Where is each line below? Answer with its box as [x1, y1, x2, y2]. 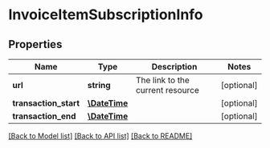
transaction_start [12, 98, 80, 109]
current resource [135, 85, 199, 95]
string [87, 80, 111, 90]
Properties [8, 38, 63, 51]
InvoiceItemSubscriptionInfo [8, 6, 203, 24]
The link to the [135, 74, 190, 86]
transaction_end [12, 110, 76, 122]
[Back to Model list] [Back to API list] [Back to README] [8, 131, 193, 141]
